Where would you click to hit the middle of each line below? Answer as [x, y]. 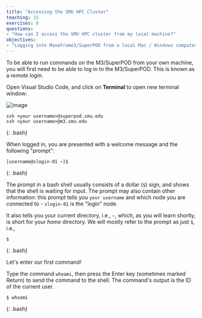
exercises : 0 [23, 23]
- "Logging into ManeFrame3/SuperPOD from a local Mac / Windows [90, 46]
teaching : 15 [23, 17]
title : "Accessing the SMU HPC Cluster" [58, 12]
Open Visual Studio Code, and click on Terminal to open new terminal [93, 87]
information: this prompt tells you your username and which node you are [96, 197]
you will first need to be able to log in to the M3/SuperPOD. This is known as [101, 69]
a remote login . [25, 75]
